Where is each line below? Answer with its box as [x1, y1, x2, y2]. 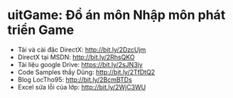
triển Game [7, 22, 75, 38]
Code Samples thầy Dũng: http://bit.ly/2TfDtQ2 [17, 68, 156, 76]
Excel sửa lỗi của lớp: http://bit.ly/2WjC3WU [17, 82, 146, 91]
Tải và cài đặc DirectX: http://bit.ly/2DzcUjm [17, 45, 146, 54]
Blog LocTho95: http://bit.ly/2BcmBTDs [17, 75, 133, 84]
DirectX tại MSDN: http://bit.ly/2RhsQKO [17, 53, 135, 61]
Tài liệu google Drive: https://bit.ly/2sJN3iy [17, 60, 143, 68]
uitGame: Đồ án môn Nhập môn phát [7, 7, 226, 23]
